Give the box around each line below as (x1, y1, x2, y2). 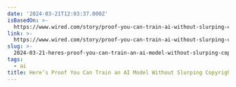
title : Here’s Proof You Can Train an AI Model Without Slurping (7, 69, 202, 76)
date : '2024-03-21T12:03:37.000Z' (7, 10, 109, 18)
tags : (7, 56, 23, 63)
